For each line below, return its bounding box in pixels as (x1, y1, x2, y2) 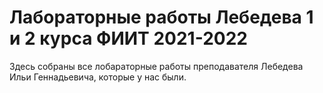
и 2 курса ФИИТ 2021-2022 (9, 27, 248, 50)
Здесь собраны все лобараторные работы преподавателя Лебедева (9, 60, 304, 72)
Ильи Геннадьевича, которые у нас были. (9, 71, 187, 83)
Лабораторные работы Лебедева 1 (9, 6, 314, 29)
